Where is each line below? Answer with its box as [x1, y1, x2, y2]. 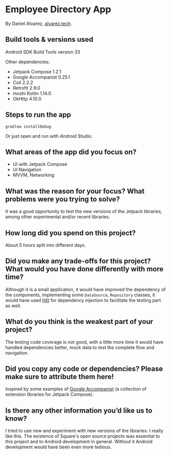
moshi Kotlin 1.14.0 [12, 90, 52, 96]
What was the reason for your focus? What [5, 187, 144, 195]
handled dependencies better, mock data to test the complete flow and [5, 344, 155, 350]
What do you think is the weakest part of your [5, 317, 153, 326]
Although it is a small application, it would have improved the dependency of [5, 286, 166, 292]
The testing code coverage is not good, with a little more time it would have [5, 339, 164, 345]
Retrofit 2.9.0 [12, 85, 41, 91]
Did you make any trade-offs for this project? [5, 257, 151, 266]
